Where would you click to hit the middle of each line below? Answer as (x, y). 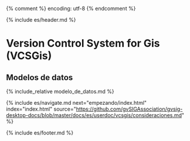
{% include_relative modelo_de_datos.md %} (60, 91)
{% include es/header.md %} (41, 20)
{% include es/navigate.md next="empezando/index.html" (77, 103)
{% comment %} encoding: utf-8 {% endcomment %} (71, 8)
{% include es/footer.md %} (40, 133)
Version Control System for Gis (83, 44)
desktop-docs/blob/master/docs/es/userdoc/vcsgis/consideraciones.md (94, 115)
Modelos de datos (40, 78)
